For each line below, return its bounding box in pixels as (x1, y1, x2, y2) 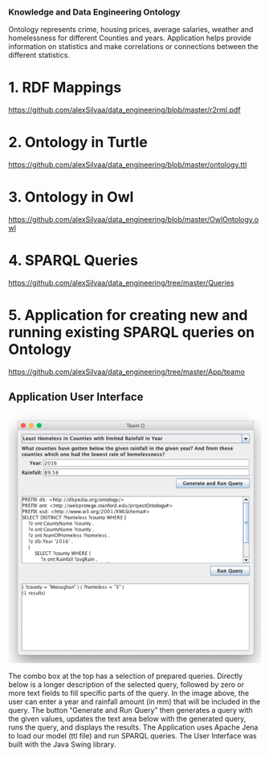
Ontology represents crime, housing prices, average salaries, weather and (8, 25, 254, 35)
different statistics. (8, 51, 71, 60)
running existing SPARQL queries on (8, 323, 255, 342)
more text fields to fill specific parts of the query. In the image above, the (8, 688, 250, 697)
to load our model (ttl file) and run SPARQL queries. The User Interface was (8, 730, 257, 740)
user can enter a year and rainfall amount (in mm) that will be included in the (8, 697, 261, 706)
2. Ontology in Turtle (8, 134, 149, 151)
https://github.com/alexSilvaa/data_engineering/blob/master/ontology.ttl (8, 160, 247, 170)
